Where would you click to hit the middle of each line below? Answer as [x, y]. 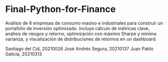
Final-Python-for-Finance [60, 9]
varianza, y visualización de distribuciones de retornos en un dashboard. [81, 39]
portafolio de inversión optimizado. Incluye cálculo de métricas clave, [78, 28]
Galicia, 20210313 [24, 54]
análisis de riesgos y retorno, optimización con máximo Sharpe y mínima [81, 33]
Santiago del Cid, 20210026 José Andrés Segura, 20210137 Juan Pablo [79, 48]
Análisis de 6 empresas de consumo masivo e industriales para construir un [84, 23]
